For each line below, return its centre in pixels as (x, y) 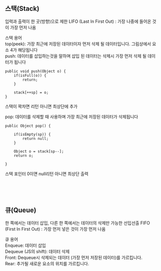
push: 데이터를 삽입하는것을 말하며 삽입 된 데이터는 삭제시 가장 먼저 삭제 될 (76, 56)
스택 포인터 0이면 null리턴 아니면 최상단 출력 (47, 173)
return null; (36, 138)
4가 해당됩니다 (24, 50)
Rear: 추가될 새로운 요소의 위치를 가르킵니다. (47, 263)
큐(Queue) (21, 210)
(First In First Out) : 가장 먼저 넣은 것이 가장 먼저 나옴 (55, 229)
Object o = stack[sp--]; (39, 151)
